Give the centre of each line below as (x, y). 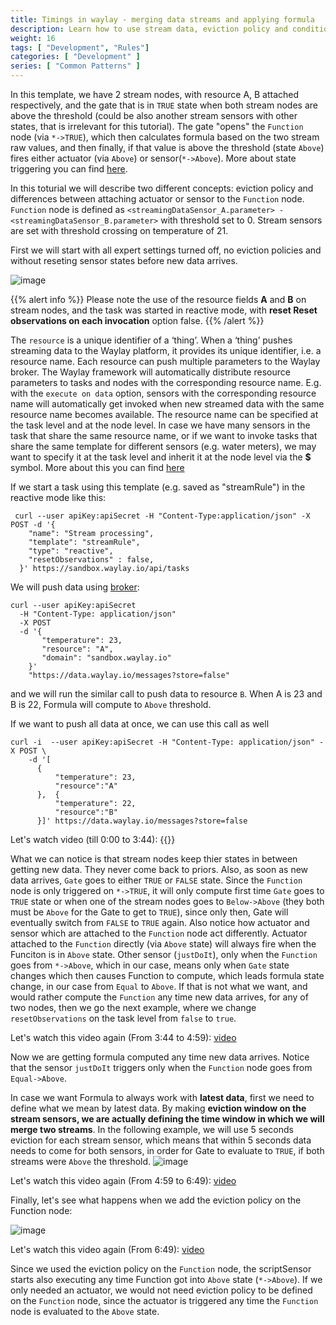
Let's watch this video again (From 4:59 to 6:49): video (123, 1180)
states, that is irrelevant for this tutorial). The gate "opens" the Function (157, 126)
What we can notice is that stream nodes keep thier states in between (154, 859)
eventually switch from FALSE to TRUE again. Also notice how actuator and (160, 922)
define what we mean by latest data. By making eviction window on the (158, 1108)
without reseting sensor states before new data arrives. (124, 260)
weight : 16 (33, 38)
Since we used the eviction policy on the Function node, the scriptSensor (161, 1269)
